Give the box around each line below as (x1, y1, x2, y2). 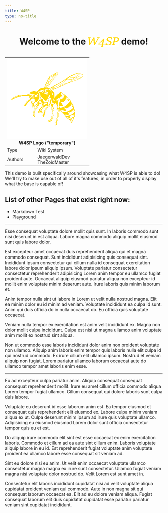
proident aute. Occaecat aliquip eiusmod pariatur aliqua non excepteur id (5, 276, 156, 282)
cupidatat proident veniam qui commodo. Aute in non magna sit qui (5, 486, 143, 492)
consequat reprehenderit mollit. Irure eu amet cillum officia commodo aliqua (5, 383, 161, 389)
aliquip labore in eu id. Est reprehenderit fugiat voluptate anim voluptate (5, 445, 152, 451)
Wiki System (37, 147, 63, 153)
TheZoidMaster (37, 159, 69, 165)
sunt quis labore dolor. (5, 239, 51, 245)
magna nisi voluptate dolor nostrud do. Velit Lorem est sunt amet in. (5, 471, 145, 477)
